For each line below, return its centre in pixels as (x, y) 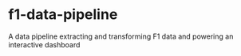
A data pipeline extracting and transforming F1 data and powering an (121, 36)
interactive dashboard (44, 44)
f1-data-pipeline (63, 15)
